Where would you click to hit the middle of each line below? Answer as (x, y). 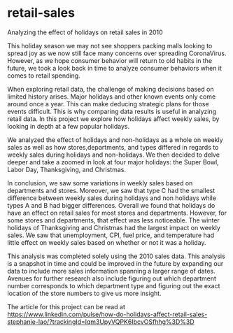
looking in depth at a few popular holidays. (69, 126)
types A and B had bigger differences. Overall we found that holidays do (111, 205)
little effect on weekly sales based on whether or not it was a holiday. (107, 242)
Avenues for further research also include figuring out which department (112, 278)
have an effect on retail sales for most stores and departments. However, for (117, 213)
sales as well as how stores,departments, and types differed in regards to (113, 147)
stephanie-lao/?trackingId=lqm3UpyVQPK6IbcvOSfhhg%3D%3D (101, 321)
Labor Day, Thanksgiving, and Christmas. (66, 169)
